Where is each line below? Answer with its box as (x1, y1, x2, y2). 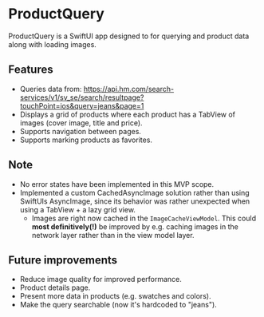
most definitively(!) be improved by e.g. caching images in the (31, 221, 239, 232)
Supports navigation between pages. (19, 126, 142, 136)
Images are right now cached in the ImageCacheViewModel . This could (31, 213, 257, 223)
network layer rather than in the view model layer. (31, 230, 195, 240)
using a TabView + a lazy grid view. (19, 204, 136, 214)
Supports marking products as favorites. (19, 135, 153, 145)
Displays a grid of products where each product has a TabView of (19, 109, 236, 119)
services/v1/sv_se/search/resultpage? (19, 93, 144, 102)
